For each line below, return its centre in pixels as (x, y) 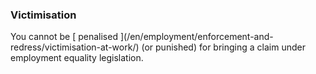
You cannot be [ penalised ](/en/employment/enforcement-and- (142, 37)
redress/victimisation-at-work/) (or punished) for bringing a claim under (158, 47)
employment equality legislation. (77, 58)
